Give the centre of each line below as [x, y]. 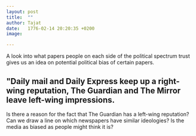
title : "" [20, 17]
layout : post [22, 12]
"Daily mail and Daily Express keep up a [81, 81]
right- [169, 81]
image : [14, 34]
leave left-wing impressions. [61, 100]
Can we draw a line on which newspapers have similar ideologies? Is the [95, 120]
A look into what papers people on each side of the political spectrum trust [98, 56]
